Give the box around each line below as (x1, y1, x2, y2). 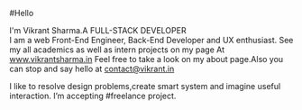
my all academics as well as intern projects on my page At (9, 44, 225, 55)
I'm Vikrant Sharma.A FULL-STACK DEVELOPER (9, 25, 187, 35)
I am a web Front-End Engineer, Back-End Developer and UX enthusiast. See (9, 35, 294, 45)
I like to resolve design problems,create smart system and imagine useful (9, 81, 281, 91)
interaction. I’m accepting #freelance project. (9, 90, 177, 101)
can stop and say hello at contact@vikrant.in (9, 63, 175, 74)
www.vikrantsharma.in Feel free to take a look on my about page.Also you (9, 54, 284, 64)
